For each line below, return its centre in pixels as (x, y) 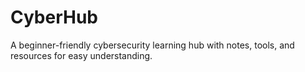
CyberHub (54, 17)
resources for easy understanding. (81, 55)
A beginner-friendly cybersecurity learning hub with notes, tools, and (152, 45)
